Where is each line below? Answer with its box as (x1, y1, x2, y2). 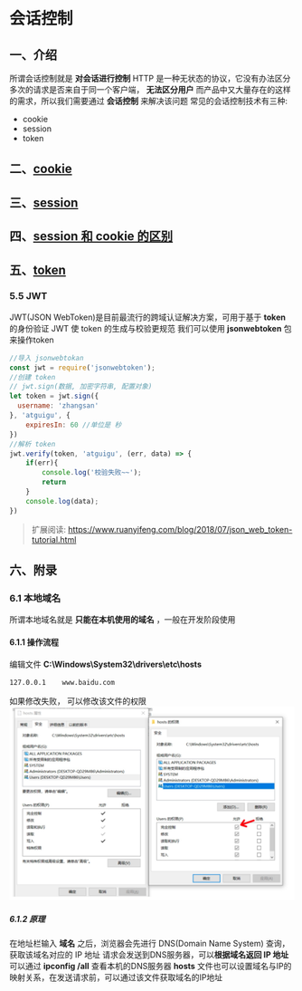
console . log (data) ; (25, 496, 99, 505)
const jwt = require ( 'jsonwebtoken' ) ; (9, 363, 156, 372)
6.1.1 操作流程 (9, 637, 59, 648)
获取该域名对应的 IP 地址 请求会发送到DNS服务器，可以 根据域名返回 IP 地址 (9, 949, 289, 960)
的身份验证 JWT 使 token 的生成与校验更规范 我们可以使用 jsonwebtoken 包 (9, 322, 292, 333)
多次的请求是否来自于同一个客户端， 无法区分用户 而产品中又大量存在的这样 (9, 84, 291, 95)
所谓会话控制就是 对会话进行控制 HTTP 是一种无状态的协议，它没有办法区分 (9, 73, 291, 83)
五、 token (9, 262, 66, 277)
